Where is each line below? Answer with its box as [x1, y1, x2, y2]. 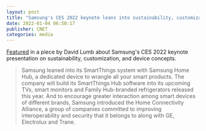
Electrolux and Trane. [21, 118, 75, 126]
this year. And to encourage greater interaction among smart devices [21, 93, 196, 100]
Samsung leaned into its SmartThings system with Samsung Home [21, 66, 189, 74]
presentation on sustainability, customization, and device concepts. [6, 55, 177, 62]
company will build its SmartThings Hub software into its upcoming [21, 80, 191, 87]
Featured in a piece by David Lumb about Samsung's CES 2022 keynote [6, 48, 188, 55]
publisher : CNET [6, 26, 48, 32]
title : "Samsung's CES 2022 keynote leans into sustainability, [6, 15, 174, 21]
